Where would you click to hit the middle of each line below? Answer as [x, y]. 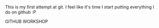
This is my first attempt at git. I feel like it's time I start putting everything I [79, 7]
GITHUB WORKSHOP [27, 21]
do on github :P [21, 12]
